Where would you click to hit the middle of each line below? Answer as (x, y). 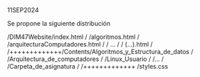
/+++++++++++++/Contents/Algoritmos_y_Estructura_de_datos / (100, 52)
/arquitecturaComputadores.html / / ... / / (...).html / (80, 44)
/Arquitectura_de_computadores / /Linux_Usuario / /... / (86, 59)
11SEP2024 (23, 10)
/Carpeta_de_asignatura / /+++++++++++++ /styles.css (88, 66)
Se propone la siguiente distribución (59, 23)
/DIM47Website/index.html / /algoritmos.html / (74, 37)
